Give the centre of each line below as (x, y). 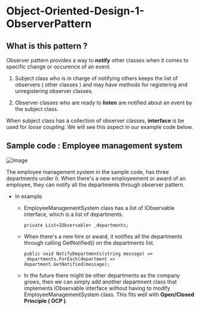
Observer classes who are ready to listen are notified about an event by (104, 103)
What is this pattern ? (47, 46)
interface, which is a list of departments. (74, 214)
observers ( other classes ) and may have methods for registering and (101, 85)
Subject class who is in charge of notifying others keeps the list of (96, 78)
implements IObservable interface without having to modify (97, 288)
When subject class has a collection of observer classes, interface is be (95, 121)
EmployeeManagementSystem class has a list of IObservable (99, 207)
